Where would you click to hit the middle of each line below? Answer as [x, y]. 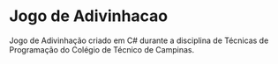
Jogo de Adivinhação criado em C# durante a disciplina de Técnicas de [139, 40]
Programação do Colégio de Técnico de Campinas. [102, 49]
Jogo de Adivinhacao [89, 16]
